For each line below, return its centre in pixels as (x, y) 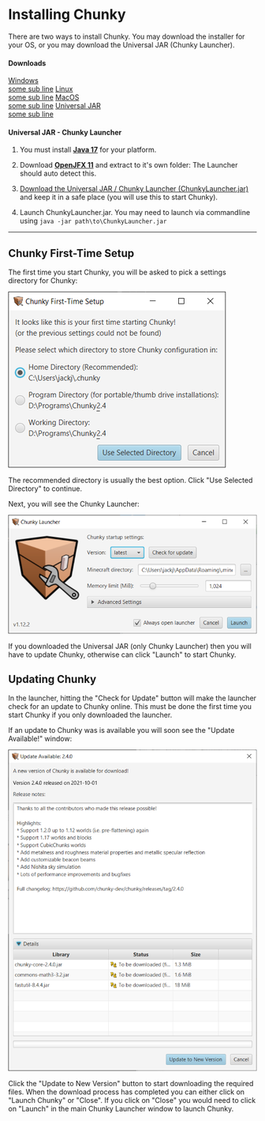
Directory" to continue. (45, 489)
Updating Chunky (52, 679)
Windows (24, 81)
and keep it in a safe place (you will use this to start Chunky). (119, 197)
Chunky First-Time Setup (71, 253)
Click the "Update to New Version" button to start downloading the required (131, 1083)
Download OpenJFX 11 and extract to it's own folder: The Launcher (129, 165)
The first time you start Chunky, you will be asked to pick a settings (117, 272)
